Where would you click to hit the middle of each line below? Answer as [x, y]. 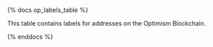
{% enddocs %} [30, 37]
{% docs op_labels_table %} [48, 10]
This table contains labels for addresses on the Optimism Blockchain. [106, 23]
